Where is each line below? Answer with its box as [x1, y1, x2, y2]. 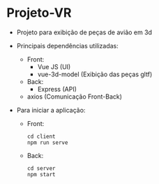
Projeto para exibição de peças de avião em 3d [16, 28, 153, 36]
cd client [26, 133, 56, 140]
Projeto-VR [6, 5, 72, 21]
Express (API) [37, 85, 77, 93]
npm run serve [26, 139, 68, 146]
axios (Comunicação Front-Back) [26, 92, 123, 101]
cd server [26, 164, 56, 172]
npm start [26, 171, 56, 178]
